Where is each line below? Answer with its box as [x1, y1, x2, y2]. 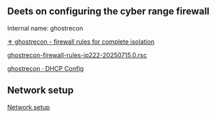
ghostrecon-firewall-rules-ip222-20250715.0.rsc [7, 51, 147, 59]
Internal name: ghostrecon [7, 24, 84, 32]
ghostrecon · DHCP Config [7, 64, 84, 72]
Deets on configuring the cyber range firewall [7, 6, 210, 17]
